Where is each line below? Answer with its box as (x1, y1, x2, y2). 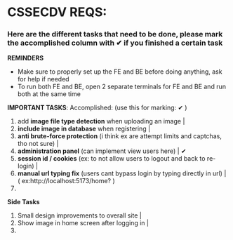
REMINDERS (7, 54, 44, 62)
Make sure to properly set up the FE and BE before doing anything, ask (17, 67, 222, 76)
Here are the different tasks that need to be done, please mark (7, 29, 223, 39)
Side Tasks (7, 198, 40, 206)
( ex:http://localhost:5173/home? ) (17, 177, 116, 185)
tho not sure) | (17, 140, 59, 148)
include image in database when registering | (17, 124, 151, 133)
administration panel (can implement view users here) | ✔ (17, 147, 187, 155)
